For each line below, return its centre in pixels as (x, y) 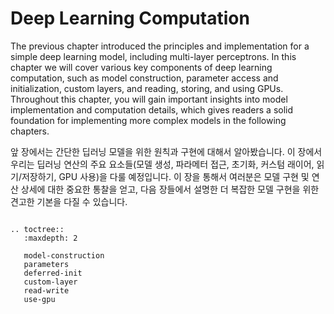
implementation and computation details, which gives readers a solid (152, 109)
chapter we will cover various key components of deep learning (141, 67)
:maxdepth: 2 (50, 238)
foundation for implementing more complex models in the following (148, 120)
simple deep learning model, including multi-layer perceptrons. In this (153, 56)
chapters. (30, 131)
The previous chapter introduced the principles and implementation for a (160, 46)
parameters (46, 264)
